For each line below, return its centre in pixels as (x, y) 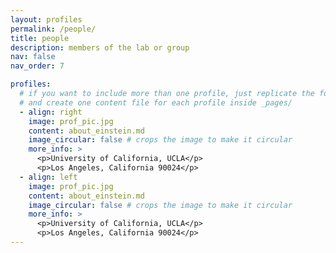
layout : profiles (46, 19)
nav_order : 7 (37, 66)
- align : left (48, 177)
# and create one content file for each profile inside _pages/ (156, 102)
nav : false (33, 57)
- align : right (51, 112)
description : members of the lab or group (100, 47)
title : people (40, 38)
